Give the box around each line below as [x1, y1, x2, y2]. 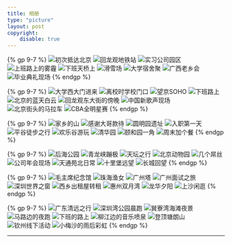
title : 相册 [7, 10, 39, 17]
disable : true [19, 36, 60, 43]
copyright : [7, 29, 39, 37]
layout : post [7, 23, 45, 30]
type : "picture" [7, 17, 54, 23]
